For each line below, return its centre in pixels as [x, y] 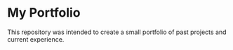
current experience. [36, 39]
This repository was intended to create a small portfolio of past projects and [117, 32]
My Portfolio [44, 13]
